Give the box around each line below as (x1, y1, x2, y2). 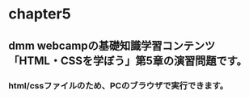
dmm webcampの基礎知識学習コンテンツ (8, 39, 216, 52)
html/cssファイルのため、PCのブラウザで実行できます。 (8, 80, 229, 91)
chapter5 (8, 5, 71, 23)
